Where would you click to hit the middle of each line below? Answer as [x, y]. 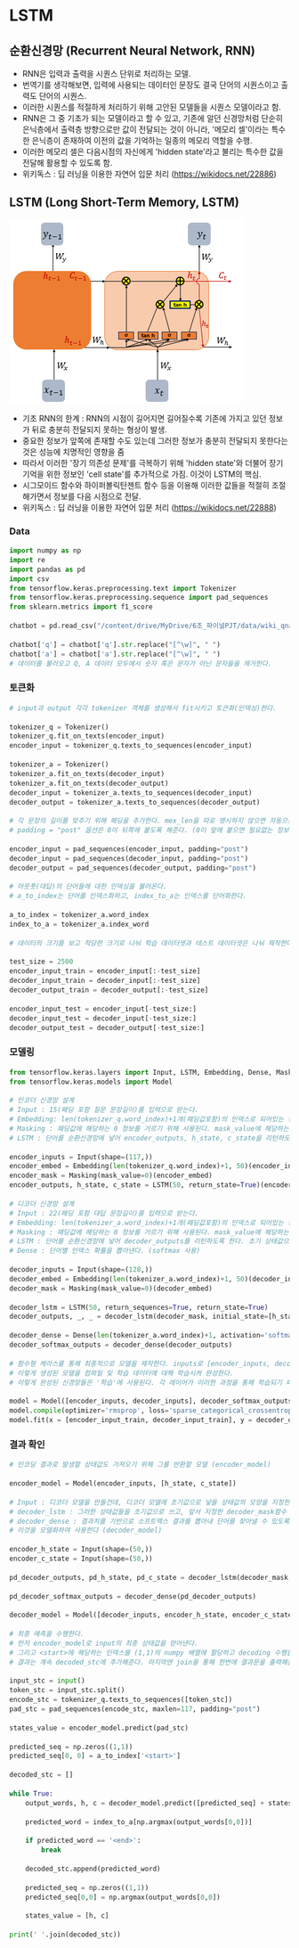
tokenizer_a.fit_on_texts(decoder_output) [89, 783]
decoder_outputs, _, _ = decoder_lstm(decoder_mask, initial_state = [139, 1317]
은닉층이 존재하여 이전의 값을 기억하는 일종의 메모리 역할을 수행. [142, 140]
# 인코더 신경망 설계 [42, 1101]
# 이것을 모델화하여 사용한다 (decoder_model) [86, 1531]
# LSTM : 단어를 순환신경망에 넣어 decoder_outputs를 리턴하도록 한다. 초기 [135, 1241]
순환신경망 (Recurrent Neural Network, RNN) [132, 50]
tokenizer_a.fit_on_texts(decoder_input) [87, 773]
